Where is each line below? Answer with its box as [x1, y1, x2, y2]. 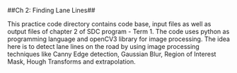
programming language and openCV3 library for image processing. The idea [7, 35, 230, 43]
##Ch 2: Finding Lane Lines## [7, 6, 96, 14]
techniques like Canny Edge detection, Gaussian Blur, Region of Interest [7, 50, 216, 58]
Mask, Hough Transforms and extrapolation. [7, 57, 136, 66]
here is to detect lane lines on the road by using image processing [7, 43, 200, 50]
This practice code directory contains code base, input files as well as [7, 20, 212, 28]
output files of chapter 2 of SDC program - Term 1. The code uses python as [7, 28, 230, 35]
